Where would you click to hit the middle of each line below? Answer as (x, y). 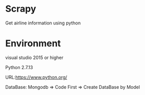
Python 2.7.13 (19, 67)
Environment (33, 43)
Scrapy (21, 9)
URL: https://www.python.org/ (36, 77)
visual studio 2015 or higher (34, 57)
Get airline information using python (43, 23)
